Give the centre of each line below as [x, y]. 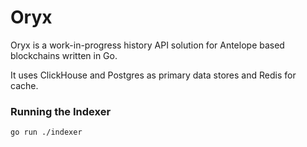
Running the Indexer [61, 111]
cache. [24, 85]
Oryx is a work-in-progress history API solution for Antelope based [147, 45]
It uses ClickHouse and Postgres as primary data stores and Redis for [153, 75]
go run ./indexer [46, 132]
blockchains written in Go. [64, 55]
